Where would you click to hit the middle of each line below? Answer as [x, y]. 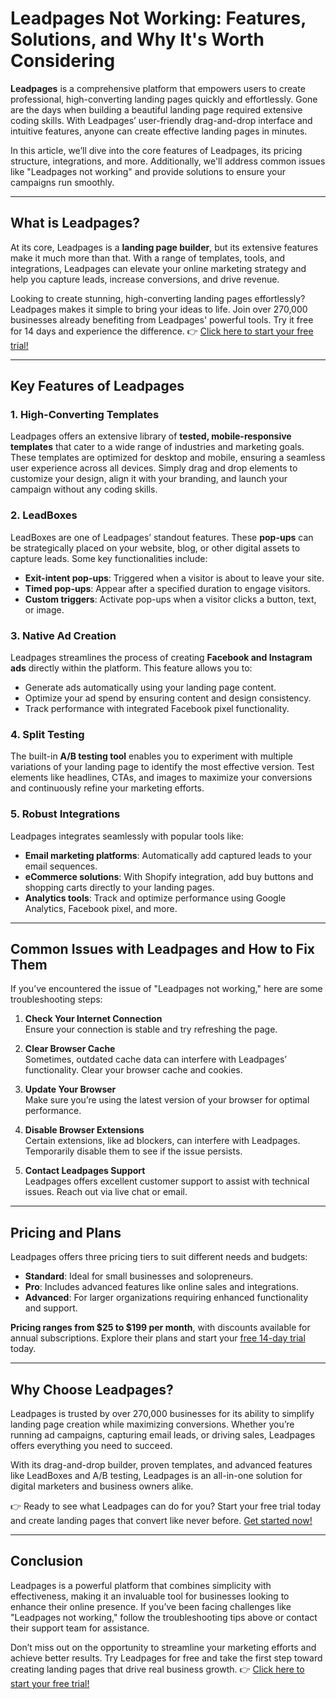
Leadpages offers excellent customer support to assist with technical [167, 1181]
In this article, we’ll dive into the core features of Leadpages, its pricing [156, 150]
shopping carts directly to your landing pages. [119, 887]
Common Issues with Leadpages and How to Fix [163, 949]
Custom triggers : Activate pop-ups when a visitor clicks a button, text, [170, 599]
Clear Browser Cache [70, 1049]
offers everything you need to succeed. [91, 1446]
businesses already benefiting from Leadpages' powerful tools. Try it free [162, 319]
